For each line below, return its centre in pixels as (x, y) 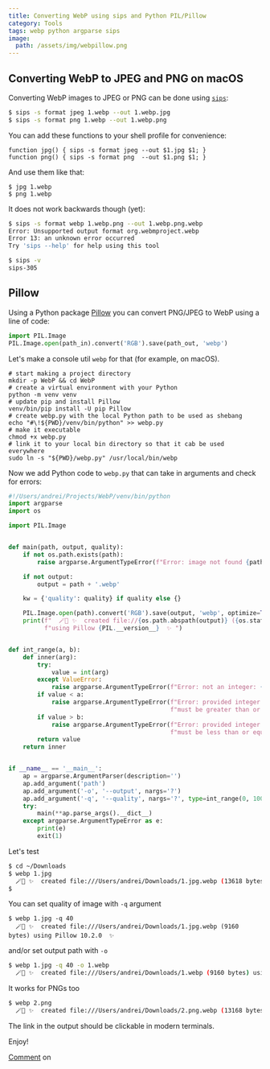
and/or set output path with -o (58, 951)
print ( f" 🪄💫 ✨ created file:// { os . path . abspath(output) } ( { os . (136, 621)
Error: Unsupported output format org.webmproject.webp (104, 231)
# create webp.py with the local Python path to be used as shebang (125, 415)
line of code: (29, 321)
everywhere (27, 451)
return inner (45, 747)
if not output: (48, 576)
